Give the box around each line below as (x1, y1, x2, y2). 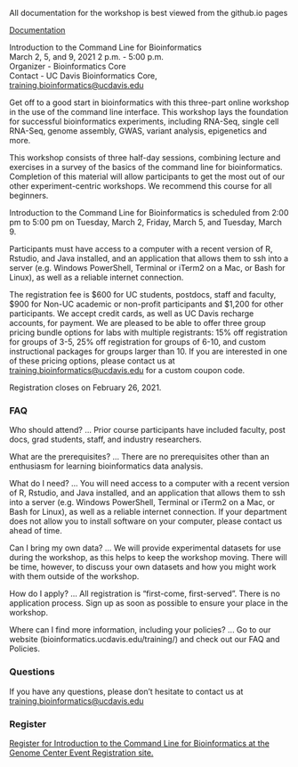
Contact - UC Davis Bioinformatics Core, (9, 70, 157, 81)
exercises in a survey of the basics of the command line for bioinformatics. (9, 162, 283, 172)
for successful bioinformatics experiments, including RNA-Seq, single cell (9, 116, 279, 126)
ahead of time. (9, 526, 62, 536)
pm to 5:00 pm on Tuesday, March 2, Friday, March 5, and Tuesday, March (9, 217, 282, 227)
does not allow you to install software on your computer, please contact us (9, 516, 283, 526)
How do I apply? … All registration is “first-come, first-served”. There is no (9, 588, 280, 600)
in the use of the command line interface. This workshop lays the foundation (9, 107, 289, 117)
